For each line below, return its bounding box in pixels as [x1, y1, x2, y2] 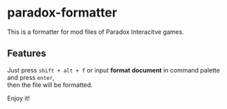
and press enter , [7, 73, 55, 81]
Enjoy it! [7, 94, 30, 102]
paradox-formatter [7, 5, 118, 21]
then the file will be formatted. [7, 81, 93, 89]
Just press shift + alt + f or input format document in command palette [7, 66, 220, 74]
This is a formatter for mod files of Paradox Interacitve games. [7, 28, 185, 36]
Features [7, 48, 46, 59]
